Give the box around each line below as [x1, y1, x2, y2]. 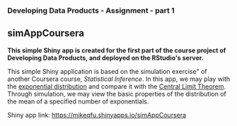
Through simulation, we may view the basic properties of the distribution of [7, 89, 226, 98]
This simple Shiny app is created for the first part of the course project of [7, 46, 226, 54]
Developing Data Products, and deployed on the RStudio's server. [7, 53, 204, 62]
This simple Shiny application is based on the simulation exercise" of [7, 67, 207, 75]
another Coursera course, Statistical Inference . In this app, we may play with [7, 75, 231, 83]
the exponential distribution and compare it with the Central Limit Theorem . [7, 82, 226, 90]
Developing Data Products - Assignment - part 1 [7, 6, 175, 15]
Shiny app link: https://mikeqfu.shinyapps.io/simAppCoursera [7, 111, 186, 119]
